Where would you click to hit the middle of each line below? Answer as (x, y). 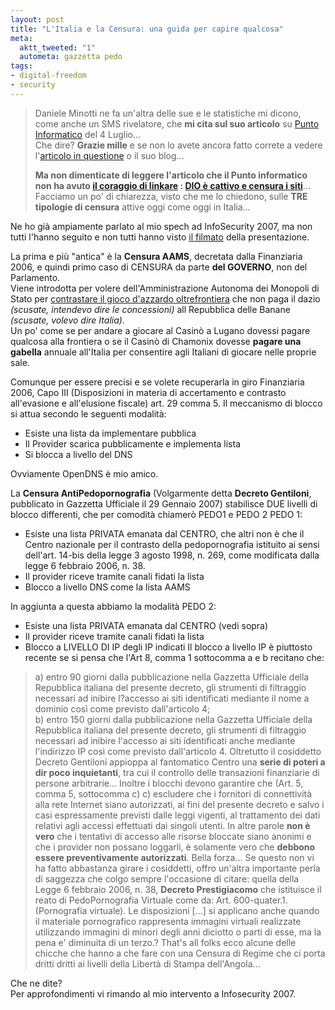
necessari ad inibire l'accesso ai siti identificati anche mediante (165, 740)
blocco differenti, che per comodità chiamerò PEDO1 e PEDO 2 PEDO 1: (156, 514)
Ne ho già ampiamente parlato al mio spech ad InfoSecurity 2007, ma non (161, 226)
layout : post (37, 19)
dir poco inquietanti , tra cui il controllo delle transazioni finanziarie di (177, 772)
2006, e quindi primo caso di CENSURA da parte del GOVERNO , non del (159, 267)
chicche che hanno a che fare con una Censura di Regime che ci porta (180, 953)
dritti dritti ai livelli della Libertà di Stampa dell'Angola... (147, 963)
